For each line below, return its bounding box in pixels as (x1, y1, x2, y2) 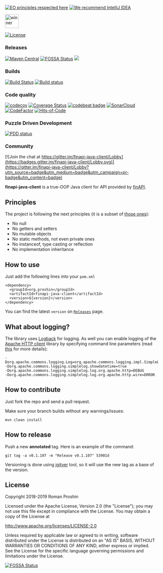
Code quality (5, 91, 36, 98)
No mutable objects (12, 231, 52, 237)
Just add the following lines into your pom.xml (5, 273, 96, 280)
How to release (5, 431, 51, 439)
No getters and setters (12, 226, 57, 231)
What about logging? (5, 323, 70, 331)
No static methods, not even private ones (12, 236, 95, 242)
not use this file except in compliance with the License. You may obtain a (5, 508, 150, 514)
